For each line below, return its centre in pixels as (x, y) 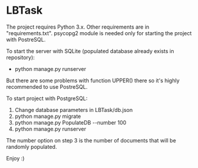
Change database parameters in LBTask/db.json (73, 110)
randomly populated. (32, 147)
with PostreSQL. (26, 39)
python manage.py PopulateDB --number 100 (70, 122)
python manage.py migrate (48, 116)
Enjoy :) (15, 158)
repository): (21, 57)
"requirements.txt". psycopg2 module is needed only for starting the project (99, 33)
